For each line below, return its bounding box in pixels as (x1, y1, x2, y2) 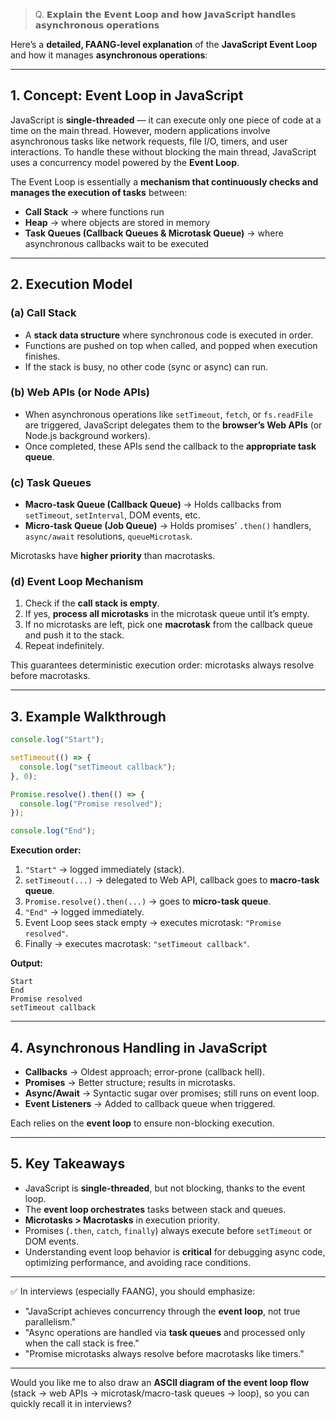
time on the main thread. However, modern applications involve (10, 124, 271, 136)
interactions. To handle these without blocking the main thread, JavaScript (10, 145, 317, 158)
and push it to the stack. (24, 629, 125, 641)
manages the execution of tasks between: (10, 186, 188, 198)
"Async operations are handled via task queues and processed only (24, 1326, 306, 1338)
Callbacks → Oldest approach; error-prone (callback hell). (24, 1066, 265, 1078)
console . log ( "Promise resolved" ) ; (19, 799, 163, 809)
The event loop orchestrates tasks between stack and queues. (24, 1203, 287, 1215)
